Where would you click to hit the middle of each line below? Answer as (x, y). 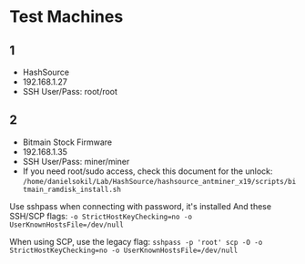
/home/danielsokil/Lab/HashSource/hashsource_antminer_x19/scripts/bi (159, 181)
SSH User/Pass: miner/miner (76, 161)
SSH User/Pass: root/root (70, 91)
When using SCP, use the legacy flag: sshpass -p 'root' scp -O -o (136, 241)
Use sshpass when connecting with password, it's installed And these (140, 206)
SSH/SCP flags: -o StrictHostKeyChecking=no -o (101, 216)
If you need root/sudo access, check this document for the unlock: (147, 171)
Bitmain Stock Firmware (67, 142)
